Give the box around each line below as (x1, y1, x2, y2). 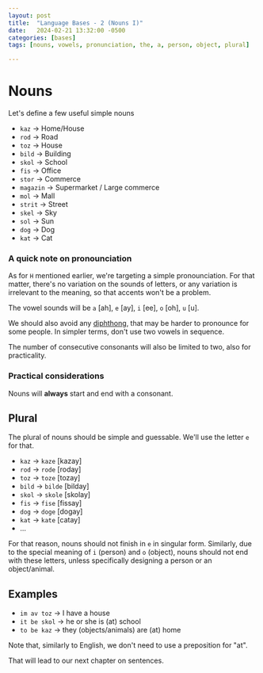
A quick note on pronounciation (8, 253, 132, 264)
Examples (8, 587, 58, 601)
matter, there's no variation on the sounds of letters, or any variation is (8, 279, 238, 289)
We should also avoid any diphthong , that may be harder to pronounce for (8, 319, 250, 328)
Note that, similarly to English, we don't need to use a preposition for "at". (8, 640, 248, 650)
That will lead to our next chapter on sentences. (8, 656, 164, 666)
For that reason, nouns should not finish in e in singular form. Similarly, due (8, 539, 252, 549)
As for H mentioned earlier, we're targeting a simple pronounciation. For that (8, 271, 255, 281)
